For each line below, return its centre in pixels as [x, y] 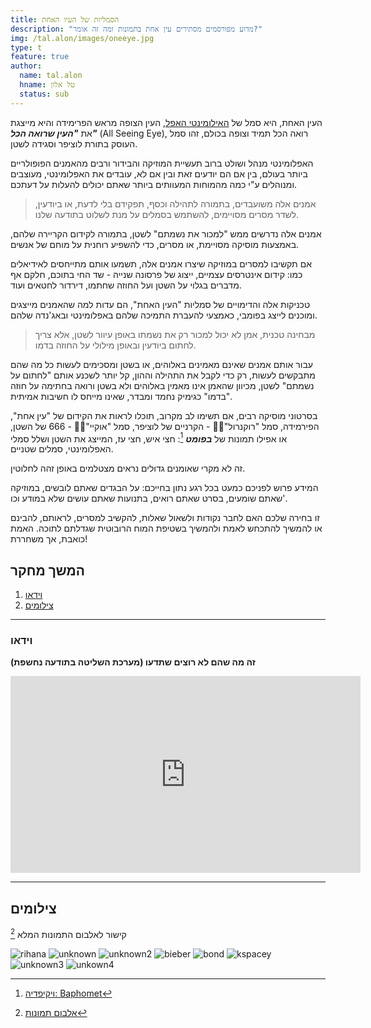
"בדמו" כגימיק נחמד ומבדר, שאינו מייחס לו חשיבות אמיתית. [121, 396]
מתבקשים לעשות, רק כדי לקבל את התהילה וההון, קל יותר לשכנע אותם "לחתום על [163, 375]
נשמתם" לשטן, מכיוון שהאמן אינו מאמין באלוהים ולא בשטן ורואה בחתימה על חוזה [162, 385]
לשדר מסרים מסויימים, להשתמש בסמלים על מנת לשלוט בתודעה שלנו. [167, 214]
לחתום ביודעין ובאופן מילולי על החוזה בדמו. [115, 345]
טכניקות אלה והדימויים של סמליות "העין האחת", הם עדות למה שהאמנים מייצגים [160, 304]
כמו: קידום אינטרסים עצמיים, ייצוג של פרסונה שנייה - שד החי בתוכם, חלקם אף [156, 274]
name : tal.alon [51, 76]
